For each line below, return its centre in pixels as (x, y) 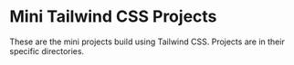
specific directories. (47, 51)
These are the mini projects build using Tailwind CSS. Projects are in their (147, 42)
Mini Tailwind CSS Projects (113, 17)
